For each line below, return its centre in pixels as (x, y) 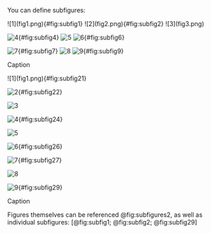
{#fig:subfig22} (40, 92)
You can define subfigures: (46, 10)
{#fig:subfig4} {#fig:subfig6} (72, 37)
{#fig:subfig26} (40, 146)
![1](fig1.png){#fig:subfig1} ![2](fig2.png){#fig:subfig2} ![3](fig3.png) (106, 24)
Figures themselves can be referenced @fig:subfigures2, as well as (105, 215)
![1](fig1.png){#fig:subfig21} (47, 78)
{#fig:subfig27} (39, 160)
